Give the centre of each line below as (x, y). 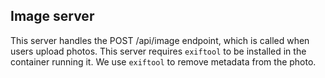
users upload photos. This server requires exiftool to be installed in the (158, 51)
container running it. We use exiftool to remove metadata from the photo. (163, 61)
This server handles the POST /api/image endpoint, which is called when (160, 40)
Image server (52, 16)
